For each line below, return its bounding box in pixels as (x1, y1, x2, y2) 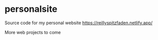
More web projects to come (4, 29, 61, 35)
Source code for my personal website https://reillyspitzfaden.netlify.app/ (4, 20, 153, 26)
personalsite (4, 3, 57, 15)
